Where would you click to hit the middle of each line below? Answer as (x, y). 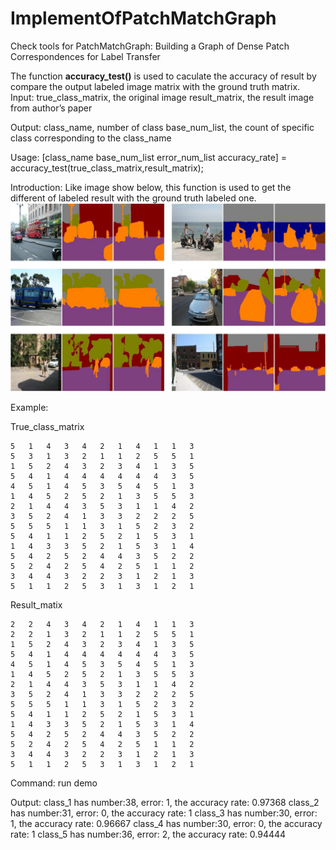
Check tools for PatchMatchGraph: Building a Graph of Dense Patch (150, 46)
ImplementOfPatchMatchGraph (143, 18)
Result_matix (36, 604)
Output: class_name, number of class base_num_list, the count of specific (162, 127)
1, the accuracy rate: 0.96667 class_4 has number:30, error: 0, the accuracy (166, 823)
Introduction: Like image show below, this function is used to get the (151, 187)
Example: (29, 407)
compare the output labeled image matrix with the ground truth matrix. (155, 86)
